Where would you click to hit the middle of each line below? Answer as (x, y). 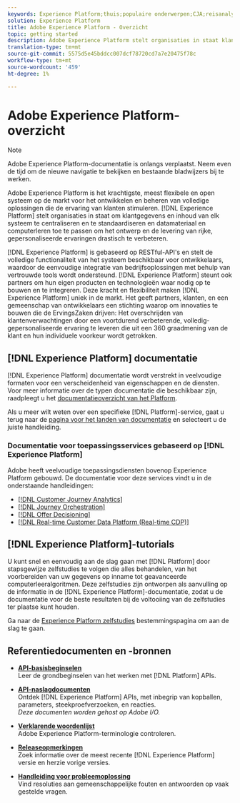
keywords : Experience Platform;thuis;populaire (80, 14)
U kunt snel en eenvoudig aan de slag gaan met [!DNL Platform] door (109, 562)
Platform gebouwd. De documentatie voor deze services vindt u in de (110, 478)
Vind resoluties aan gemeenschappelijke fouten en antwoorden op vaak (123, 784)
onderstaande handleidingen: (51, 485)
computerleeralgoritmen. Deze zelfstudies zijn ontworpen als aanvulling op (117, 584)
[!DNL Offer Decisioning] (54, 514)
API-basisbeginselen (50, 668)
